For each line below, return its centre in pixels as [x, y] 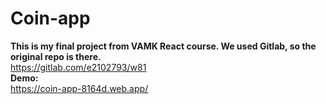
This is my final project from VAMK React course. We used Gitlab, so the [163, 46]
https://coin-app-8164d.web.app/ [79, 88]
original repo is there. [56, 56]
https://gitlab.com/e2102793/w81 [78, 67]
